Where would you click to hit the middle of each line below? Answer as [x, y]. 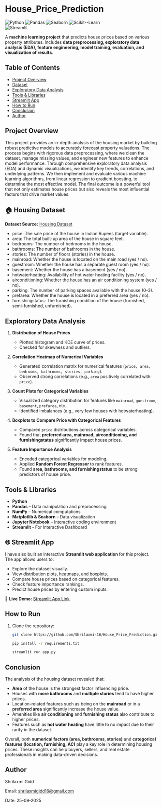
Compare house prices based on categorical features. [66, 579]
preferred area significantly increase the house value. [66, 709]
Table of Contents [33, 68]
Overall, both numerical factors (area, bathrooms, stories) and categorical [81, 739]
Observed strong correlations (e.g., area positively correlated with [85, 377]
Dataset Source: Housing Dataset [39, 224]
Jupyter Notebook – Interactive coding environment [64, 522]
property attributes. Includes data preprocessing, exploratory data [72, 42]
